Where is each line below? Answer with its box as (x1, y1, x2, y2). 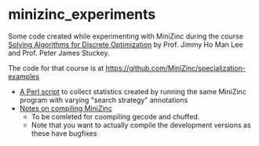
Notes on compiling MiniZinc (19, 104, 112, 113)
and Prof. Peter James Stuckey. (8, 48, 110, 57)
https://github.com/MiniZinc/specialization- (105, 63, 246, 72)
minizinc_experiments (8, 5, 156, 24)
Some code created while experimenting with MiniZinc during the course (8, 31, 243, 41)
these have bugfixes (31, 128, 97, 138)
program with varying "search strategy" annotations (19, 95, 188, 104)
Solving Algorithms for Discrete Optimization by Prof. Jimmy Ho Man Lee (8, 39, 243, 49)
